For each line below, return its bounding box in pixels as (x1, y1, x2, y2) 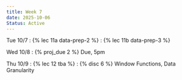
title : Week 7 (6, 8, 43, 15)
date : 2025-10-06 (6, 15, 51, 21)
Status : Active (6, 20, 45, 26)
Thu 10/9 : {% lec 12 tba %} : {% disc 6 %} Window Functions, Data (6, 60, 176, 67)
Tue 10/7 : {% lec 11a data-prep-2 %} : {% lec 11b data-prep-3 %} (6, 37, 171, 44)
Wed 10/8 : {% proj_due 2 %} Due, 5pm (6, 48, 106, 56)
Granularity (6, 67, 35, 74)
